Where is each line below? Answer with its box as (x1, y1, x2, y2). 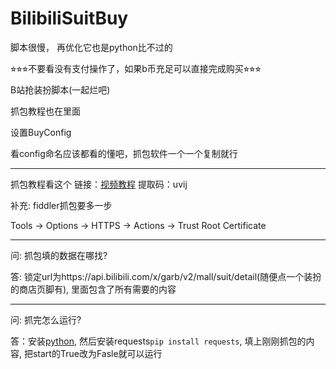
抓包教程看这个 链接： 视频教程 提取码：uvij (10, 178, 188, 190)
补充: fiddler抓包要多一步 (10, 199, 113, 211)
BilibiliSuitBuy (10, 7, 129, 30)
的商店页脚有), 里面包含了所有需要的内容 (10, 283, 177, 295)
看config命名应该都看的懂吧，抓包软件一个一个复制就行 (10, 147, 238, 159)
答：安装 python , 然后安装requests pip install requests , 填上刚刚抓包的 (10, 335, 307, 347)
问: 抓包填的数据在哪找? (10, 249, 108, 261)
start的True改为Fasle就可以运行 (32, 347, 163, 359)
